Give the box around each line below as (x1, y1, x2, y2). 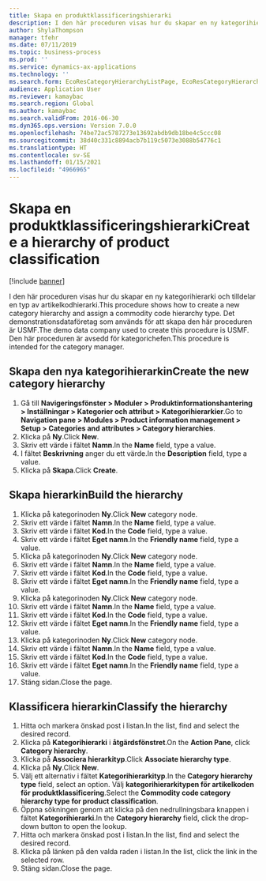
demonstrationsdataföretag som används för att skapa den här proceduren (9, 317, 253, 326)
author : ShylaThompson (9, 26, 84, 34)
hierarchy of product (32, 234, 170, 251)
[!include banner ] (9, 276, 66, 285)
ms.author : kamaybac (9, 107, 77, 115)
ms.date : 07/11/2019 (9, 41, 77, 49)
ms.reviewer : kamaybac (9, 92, 84, 100)
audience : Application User (9, 85, 102, 93)
